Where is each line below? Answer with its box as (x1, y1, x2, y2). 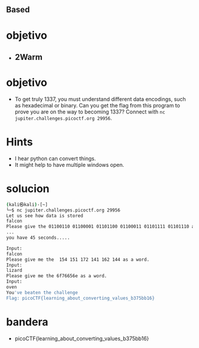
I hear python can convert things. (14, 154, 96, 162)
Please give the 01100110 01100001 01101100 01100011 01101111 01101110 (6, 224, 190, 230)
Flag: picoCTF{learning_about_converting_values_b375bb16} (6, 295, 155, 301)
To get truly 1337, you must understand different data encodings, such (14, 95, 187, 103)
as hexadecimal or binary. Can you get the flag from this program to (14, 102, 181, 109)
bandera (6, 315, 49, 328)
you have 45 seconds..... (6, 235, 70, 241)
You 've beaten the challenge (6, 289, 78, 296)
